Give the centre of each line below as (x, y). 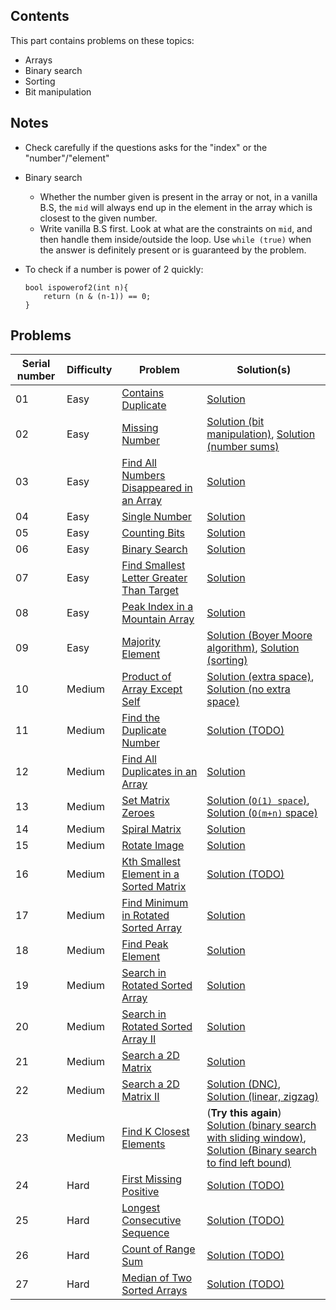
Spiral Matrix (151, 829)
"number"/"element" (67, 158)
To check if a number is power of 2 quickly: (114, 269)
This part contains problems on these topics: (102, 40)
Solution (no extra (248, 689)
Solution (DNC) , (244, 1084)
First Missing (151, 1179)
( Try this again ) (244, 1113)
